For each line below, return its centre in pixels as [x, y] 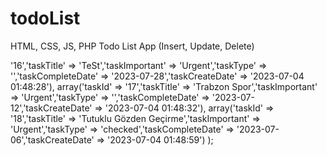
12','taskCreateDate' [51, 108]
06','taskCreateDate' [52, 139]
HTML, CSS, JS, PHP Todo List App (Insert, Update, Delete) [132, 46]
